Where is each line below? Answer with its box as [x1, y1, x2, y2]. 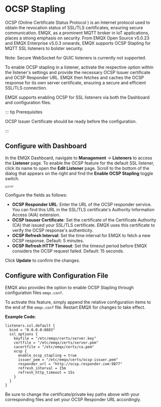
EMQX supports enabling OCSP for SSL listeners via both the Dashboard [5, 94, 150, 100]
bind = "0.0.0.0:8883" [9, 327, 55, 332]
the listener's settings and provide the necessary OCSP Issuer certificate [5, 69, 150, 75]
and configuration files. [5, 99, 51, 105]
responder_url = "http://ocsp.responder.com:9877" [17, 361, 123, 366]
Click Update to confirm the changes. [5, 257, 80, 263]
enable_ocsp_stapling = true [17, 353, 77, 358]
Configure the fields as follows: [5, 192, 67, 198]
